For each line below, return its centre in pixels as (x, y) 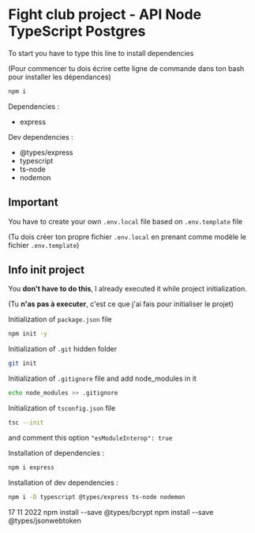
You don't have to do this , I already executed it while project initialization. (127, 289)
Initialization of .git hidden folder (63, 349)
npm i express (32, 467)
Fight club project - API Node (105, 15)
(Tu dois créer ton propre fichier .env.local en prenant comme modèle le (127, 236)
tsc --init (26, 423)
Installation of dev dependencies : (63, 482)
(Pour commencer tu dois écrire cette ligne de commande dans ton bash (126, 68)
